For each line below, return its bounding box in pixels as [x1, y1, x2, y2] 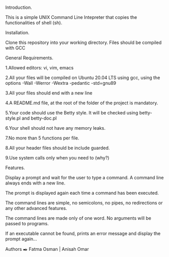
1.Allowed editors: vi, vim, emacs [5, 65, 74, 71]
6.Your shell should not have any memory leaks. [5, 125, 106, 131]
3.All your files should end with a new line [5, 90, 93, 96]
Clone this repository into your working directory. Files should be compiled [5, 39, 162, 45]
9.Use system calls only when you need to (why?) [5, 155, 109, 160]
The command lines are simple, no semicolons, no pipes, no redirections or [5, 200, 163, 206]
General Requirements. [5, 55, 53, 61]
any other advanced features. [5, 205, 67, 211]
